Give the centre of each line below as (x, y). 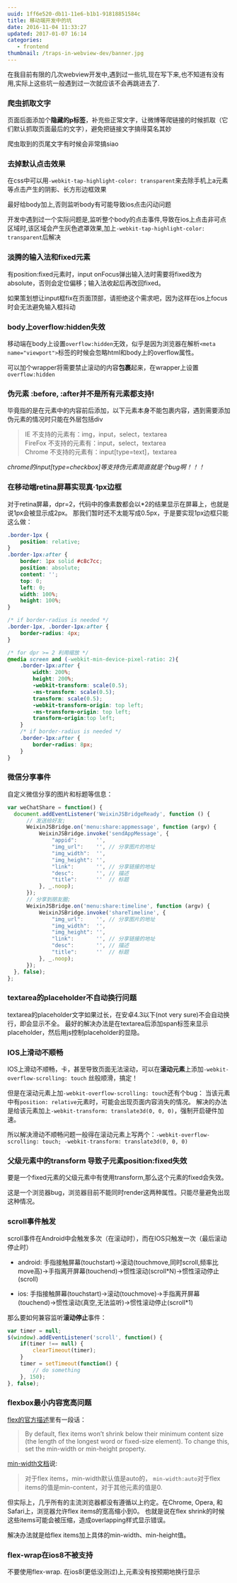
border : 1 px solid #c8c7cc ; (61, 562)
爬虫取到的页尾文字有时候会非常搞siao (63, 144)
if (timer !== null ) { (52, 1344)
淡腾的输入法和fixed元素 (49, 257)
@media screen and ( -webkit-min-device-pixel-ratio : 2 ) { (93, 659)
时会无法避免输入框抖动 (41, 307)
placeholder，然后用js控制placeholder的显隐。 (75, 1032)
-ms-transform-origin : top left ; (82, 712)
